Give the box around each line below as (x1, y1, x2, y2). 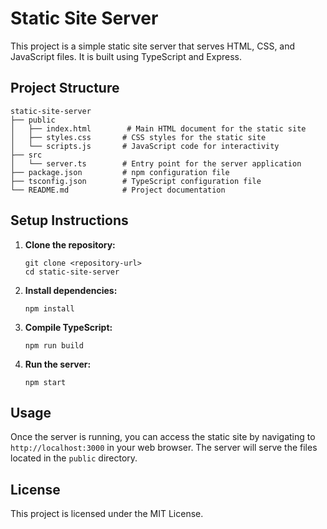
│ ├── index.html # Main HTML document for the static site (10, 123, 307, 134)
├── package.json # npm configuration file (10, 167, 230, 177)
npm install (24, 303, 75, 314)
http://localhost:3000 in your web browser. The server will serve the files (10, 442, 318, 454)
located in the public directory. (10, 452, 138, 464)
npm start (24, 377, 67, 387)
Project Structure (10, 80, 120, 97)
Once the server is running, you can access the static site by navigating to (10, 431, 316, 443)
